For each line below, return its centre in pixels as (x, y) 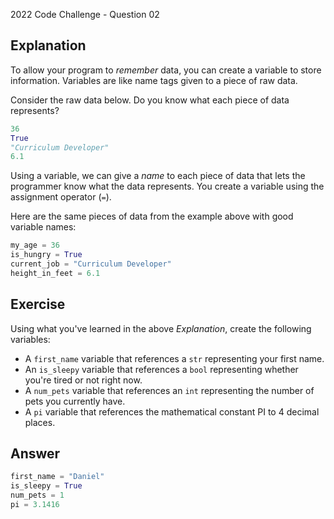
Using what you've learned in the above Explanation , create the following (161, 328)
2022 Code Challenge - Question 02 (85, 14)
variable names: (43, 227)
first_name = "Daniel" (57, 477)
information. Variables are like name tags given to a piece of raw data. (154, 80)
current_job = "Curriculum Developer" (91, 264)
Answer (35, 454)
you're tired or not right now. (83, 380)
